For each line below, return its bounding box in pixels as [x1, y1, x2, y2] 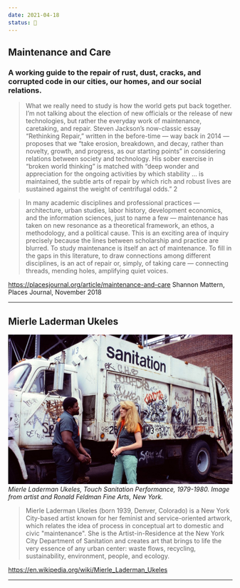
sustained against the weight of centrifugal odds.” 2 [25, 185, 178, 194]
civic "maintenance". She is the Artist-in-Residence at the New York [25, 529, 225, 537]
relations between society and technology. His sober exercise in [25, 154, 214, 163]
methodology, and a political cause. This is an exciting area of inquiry [25, 229, 229, 238]
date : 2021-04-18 [8, 11, 60, 19]
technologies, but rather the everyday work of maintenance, [25, 117, 202, 125]
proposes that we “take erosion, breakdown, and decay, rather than [25, 140, 224, 148]
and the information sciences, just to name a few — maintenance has [25, 214, 229, 222]
